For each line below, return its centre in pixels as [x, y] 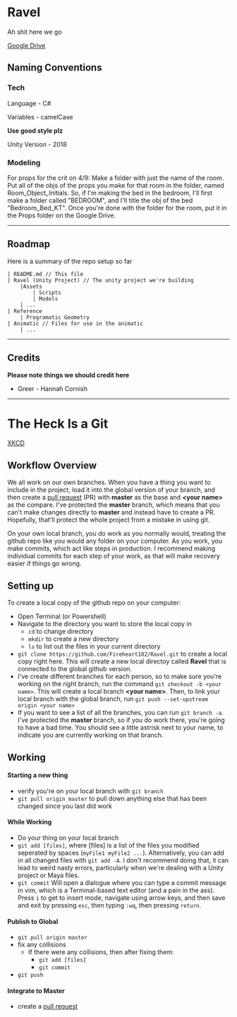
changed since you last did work [65, 806]
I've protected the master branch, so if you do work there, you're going [121, 720]
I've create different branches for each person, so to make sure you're [120, 676]
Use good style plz [35, 131]
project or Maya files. [48, 875]
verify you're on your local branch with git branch [90, 790]
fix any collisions [42, 945]
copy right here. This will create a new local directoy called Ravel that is [122, 661]
